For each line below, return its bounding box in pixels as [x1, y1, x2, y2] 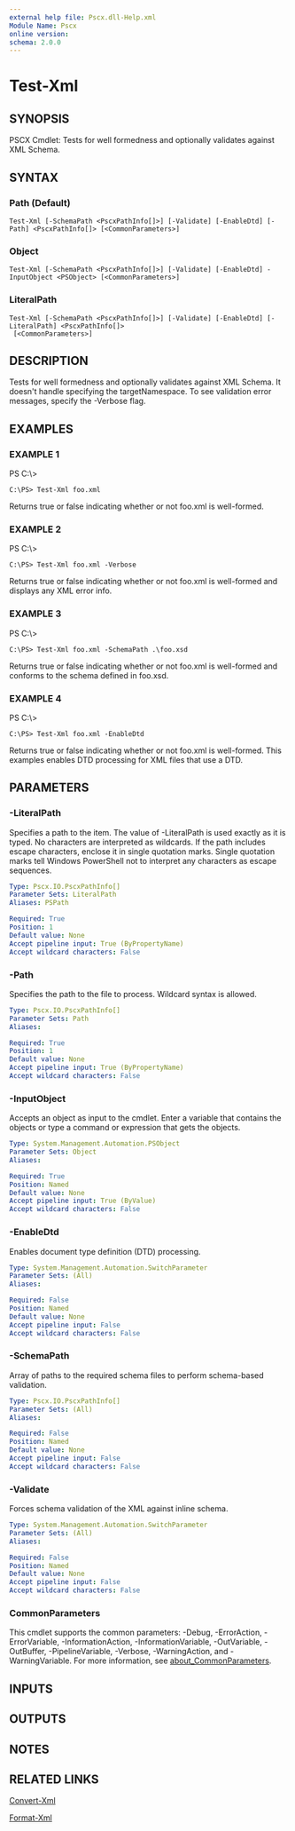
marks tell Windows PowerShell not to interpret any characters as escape [9, 855, 277, 866]
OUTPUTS [9, 1711, 66, 1727]
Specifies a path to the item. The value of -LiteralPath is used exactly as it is [9, 827, 286, 837]
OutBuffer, [9, 1646, 47, 1657]
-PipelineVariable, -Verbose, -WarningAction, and [48, 1646, 229, 1657]
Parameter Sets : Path [9, 1014, 89, 1023]
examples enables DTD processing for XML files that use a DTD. [9, 754, 244, 765]
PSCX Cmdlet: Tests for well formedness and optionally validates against [9, 135, 275, 146]
